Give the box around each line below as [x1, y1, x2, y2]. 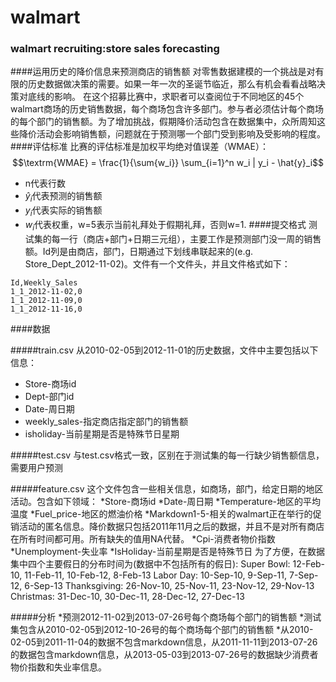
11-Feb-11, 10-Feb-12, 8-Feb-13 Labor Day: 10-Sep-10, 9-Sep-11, [24, 569, 288, 581]
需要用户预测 [10, 461, 63, 473]
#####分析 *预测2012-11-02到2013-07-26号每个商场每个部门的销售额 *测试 [10, 611, 322, 623]
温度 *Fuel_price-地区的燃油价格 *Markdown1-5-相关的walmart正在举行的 [10, 507, 313, 520]
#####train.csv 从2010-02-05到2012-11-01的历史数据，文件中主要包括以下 [10, 344, 319, 356]
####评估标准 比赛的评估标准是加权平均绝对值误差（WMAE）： [10, 141, 269, 153]
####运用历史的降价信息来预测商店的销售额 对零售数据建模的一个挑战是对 [10, 66, 316, 78]
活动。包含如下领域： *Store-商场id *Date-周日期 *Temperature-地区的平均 [10, 495, 322, 507]
